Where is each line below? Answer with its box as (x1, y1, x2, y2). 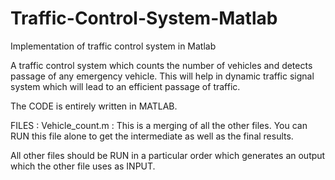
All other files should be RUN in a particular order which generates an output (10, 149, 326, 161)
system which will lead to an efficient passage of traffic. (10, 80, 241, 92)
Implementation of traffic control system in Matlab (10, 40, 217, 52)
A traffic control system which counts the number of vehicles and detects (10, 59, 313, 71)
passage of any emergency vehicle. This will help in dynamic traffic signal (10, 70, 315, 82)
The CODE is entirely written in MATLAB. (10, 100, 178, 112)
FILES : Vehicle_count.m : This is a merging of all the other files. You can (10, 119, 308, 131)
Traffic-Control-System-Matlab (10, 7, 278, 30)
